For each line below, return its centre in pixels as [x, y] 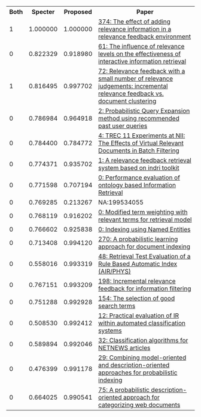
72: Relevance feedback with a [142, 71]
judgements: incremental [133, 86]
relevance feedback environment [145, 37]
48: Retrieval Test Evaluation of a [144, 256]
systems [110, 331]
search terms [117, 306]
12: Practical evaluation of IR [139, 316]
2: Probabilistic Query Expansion [144, 111]
